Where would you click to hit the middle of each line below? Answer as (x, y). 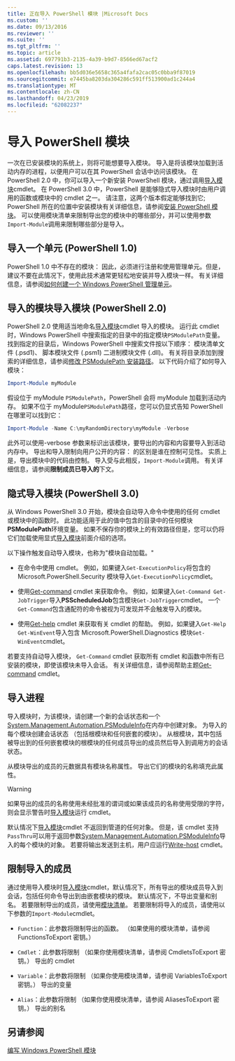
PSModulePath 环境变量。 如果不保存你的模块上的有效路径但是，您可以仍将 (116, 529)
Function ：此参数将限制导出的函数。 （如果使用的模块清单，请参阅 (114, 928)
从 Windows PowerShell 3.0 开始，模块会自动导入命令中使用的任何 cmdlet (114, 512)
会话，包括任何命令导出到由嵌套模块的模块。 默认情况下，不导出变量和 (109, 896)
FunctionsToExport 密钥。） (56, 937)
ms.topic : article (34, 53)
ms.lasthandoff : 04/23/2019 (48, 99)
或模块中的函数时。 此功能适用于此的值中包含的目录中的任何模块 (100, 520)
